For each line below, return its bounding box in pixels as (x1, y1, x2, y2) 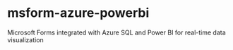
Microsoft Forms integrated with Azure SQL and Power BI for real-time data (7, 28, 226, 37)
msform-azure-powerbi (7, 5, 150, 21)
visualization (7, 35, 44, 44)
